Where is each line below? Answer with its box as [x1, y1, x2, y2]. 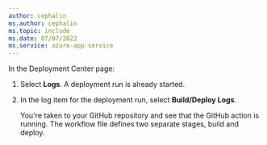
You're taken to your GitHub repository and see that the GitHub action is [19, 110, 260, 121]
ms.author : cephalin [8, 19, 78, 27]
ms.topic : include [8, 27, 70, 35]
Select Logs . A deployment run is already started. [19, 80, 186, 89]
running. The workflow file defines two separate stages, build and [19, 119, 240, 129]
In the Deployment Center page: [8, 64, 115, 73]
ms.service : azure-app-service [8, 42, 114, 50]
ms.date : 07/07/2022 [8, 34, 78, 43]
